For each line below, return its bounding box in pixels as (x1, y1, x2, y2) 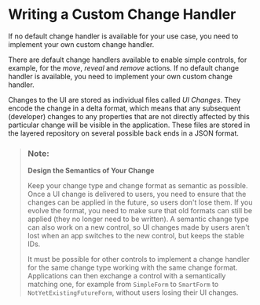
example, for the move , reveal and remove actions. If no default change (8, 63, 240, 72)
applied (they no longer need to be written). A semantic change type (27, 214, 249, 224)
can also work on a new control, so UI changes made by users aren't (27, 223, 250, 232)
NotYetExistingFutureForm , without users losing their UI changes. (27, 288, 239, 297)
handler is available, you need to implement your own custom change (8, 71, 233, 81)
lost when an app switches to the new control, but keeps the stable (27, 231, 245, 241)
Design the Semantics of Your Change (27, 166, 155, 176)
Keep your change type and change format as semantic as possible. (27, 181, 249, 191)
